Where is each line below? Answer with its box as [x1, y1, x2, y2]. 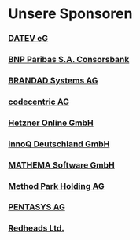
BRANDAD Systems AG [8, 75, 98, 86]
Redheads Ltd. [8, 223, 65, 234]
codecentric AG [8, 96, 69, 107]
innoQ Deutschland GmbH [8, 138, 110, 150]
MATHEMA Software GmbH [8, 159, 116, 170]
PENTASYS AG [8, 201, 65, 212]
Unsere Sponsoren [8, 5, 133, 23]
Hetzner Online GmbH [8, 117, 94, 128]
